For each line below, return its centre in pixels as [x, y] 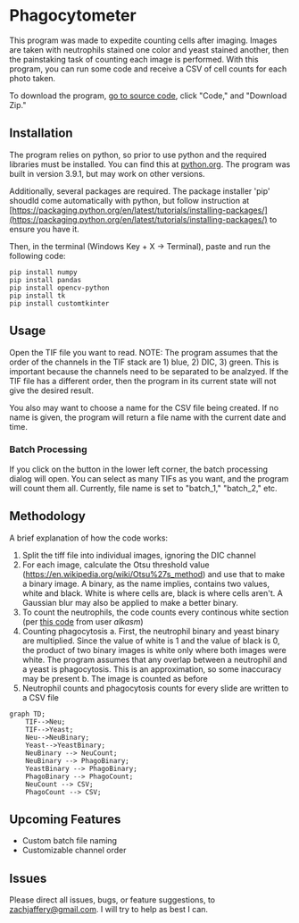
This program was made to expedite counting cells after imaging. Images [143, 40]
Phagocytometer [73, 16]
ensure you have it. [45, 229]
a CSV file [41, 697]
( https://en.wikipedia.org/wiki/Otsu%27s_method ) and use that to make [154, 574]
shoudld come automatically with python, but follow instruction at [129, 200]
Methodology [48, 516]
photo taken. [33, 78]
